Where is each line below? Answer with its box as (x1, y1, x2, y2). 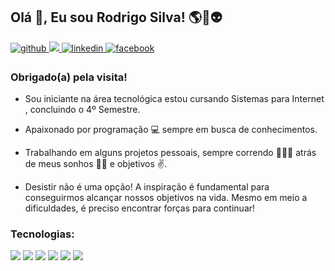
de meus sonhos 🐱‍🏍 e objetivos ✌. (24, 158, 168, 170)
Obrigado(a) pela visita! (10, 70, 128, 84)
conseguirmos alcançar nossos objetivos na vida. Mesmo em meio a (24, 192, 308, 204)
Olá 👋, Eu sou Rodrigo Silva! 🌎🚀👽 (10, 9, 223, 26)
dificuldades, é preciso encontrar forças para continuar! (24, 202, 256, 214)
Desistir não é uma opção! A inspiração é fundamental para (24, 181, 270, 193)
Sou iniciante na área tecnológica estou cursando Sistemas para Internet (24, 93, 325, 105)
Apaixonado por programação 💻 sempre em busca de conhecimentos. (24, 124, 318, 136)
